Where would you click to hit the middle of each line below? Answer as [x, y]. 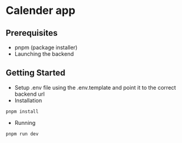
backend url [30, 94]
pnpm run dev [22, 134]
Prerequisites [32, 33]
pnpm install [22, 111]
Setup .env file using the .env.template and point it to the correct [95, 87]
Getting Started [36, 73]
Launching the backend [44, 54]
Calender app [40, 11]
